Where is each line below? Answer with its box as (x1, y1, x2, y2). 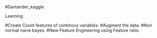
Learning (5, 13, 23, 19)
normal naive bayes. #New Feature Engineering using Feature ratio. (5, 28, 140, 33)
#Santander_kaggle (5, 4, 44, 9)
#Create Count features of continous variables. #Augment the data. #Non (5, 22, 152, 28)
